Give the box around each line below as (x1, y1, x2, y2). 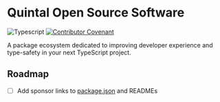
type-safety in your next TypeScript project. (7, 48, 132, 57)
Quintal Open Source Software (7, 5, 185, 21)
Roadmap (7, 68, 49, 80)
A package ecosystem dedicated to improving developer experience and (7, 41, 213, 49)
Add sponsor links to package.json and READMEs (16, 86, 158, 94)
